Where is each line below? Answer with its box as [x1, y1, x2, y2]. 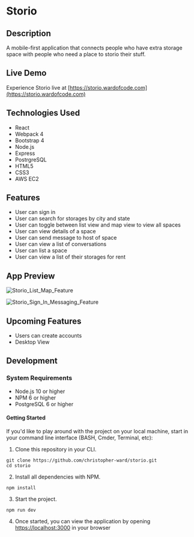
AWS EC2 [14, 175, 39, 182]
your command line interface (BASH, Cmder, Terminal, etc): [6, 434, 153, 441]
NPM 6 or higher [14, 394, 56, 401]
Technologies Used [6, 108, 80, 118]
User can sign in [14, 209, 56, 216]
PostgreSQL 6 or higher [14, 400, 74, 407]
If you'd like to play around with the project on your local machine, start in [6, 427, 189, 435]
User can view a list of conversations [14, 240, 107, 248]
